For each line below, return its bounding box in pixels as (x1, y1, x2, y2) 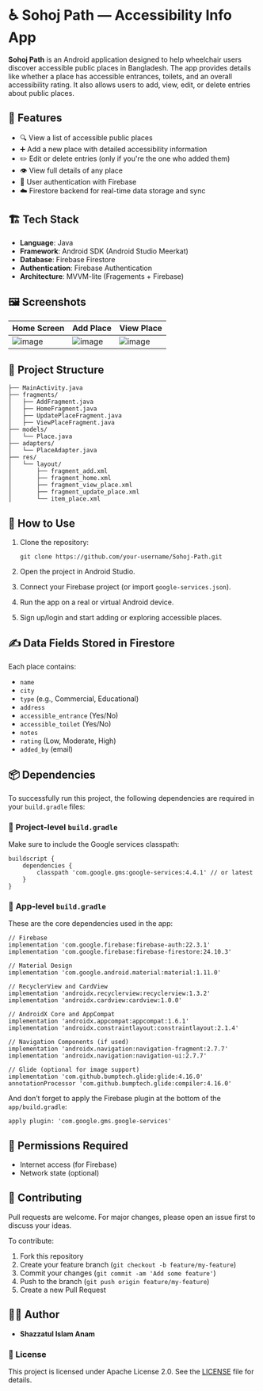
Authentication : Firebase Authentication (19, 263, 153, 272)
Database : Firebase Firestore (19, 254, 116, 264)
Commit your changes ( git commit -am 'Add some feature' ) (19, 1268, 216, 1278)
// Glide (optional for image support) (8, 1066, 140, 1074)
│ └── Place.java (8, 433, 73, 440)
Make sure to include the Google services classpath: (8, 839, 180, 848)
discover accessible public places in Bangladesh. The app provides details (8, 63, 252, 72)
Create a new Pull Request (19, 1285, 107, 1294)
